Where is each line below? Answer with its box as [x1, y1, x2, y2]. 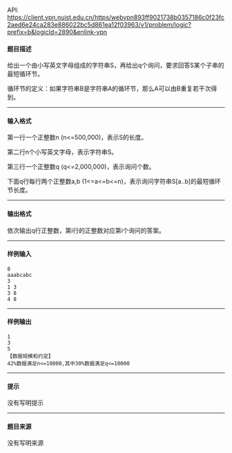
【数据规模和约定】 [7, 353, 54, 360]
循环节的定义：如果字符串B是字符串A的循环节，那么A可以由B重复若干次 [7, 84, 211, 93]
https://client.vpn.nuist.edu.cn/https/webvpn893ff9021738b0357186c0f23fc [7, 13, 225, 21]
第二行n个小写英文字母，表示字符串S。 [7, 148, 118, 156]
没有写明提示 [7, 398, 43, 407]
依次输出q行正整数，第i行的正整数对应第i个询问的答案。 [7, 226, 166, 234]
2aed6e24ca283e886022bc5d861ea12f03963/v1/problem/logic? [7, 21, 192, 28]
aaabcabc [7, 271, 32, 278]
